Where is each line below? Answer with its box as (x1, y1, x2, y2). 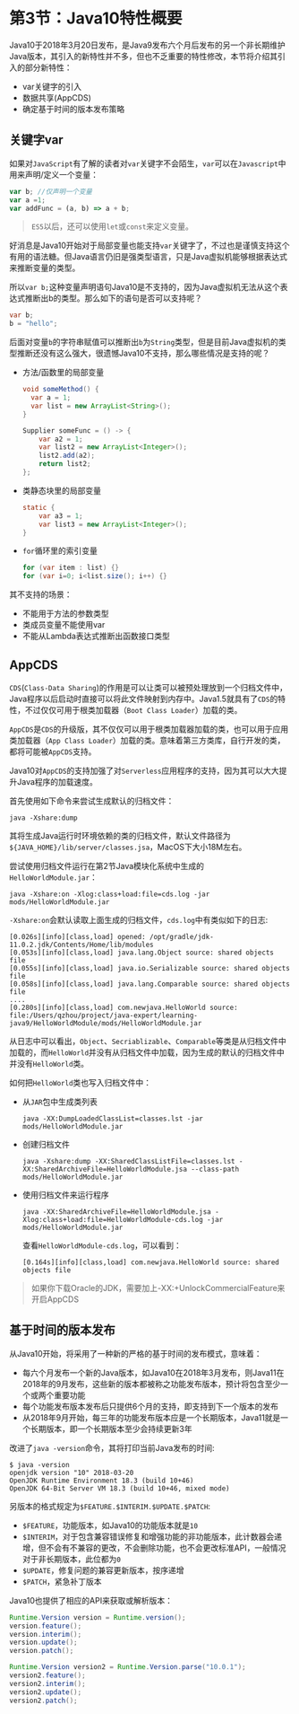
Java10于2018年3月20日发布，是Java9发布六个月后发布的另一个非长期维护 (9, 40, 286, 50)
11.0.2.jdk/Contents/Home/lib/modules (9, 940, 154, 949)
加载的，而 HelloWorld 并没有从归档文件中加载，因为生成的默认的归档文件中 (9, 1047, 285, 1058)
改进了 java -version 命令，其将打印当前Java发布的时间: (9, 1442, 215, 1453)
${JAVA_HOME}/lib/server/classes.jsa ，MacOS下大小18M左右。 (9, 841, 247, 852)
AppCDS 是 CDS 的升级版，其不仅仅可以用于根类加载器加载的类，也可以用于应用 (9, 724, 289, 734)
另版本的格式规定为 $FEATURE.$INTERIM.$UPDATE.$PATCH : (9, 1500, 211, 1511)
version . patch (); (9, 1647, 74, 1656)
